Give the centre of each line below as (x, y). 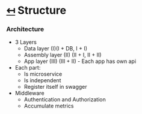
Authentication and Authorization (65, 100)
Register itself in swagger (55, 87)
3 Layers (26, 42)
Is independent (42, 80)
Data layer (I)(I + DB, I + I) (55, 49)
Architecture (25, 29)
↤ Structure (36, 10)
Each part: (28, 68)
